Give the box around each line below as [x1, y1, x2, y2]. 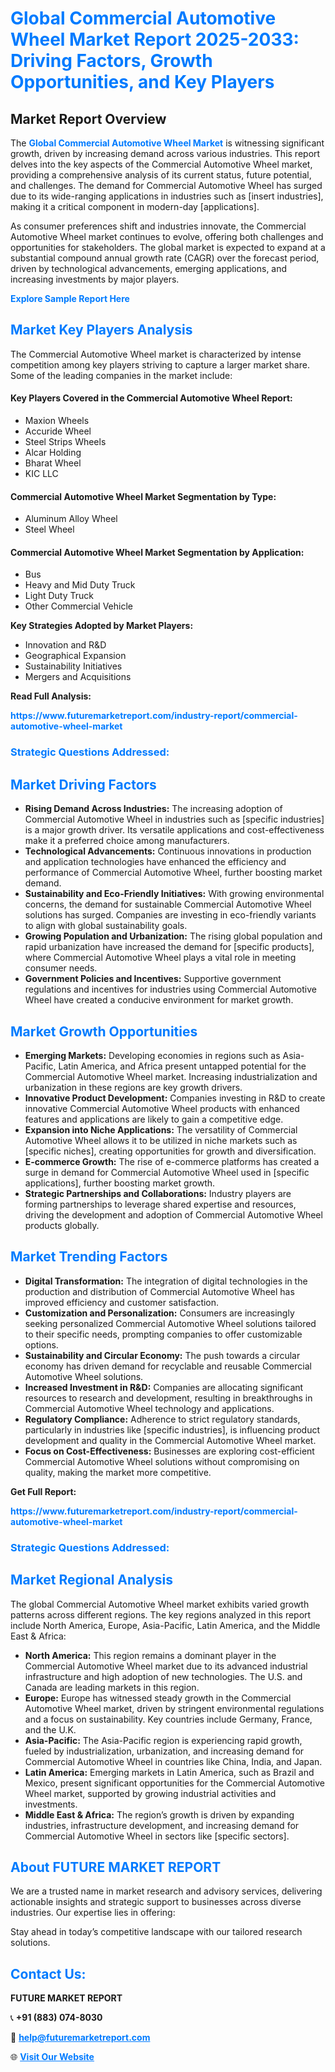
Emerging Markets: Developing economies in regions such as [24, 1049, 281, 1061]
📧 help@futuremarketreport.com [10, 2032, 151, 2044]
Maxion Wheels [24, 415, 90, 427]
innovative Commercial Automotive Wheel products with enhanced [24, 1102, 300, 1114]
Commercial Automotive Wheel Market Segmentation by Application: [10, 546, 305, 558]
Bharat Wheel [24, 457, 82, 469]
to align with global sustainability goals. [24, 920, 188, 932]
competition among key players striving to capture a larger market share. [10, 358, 310, 371]
